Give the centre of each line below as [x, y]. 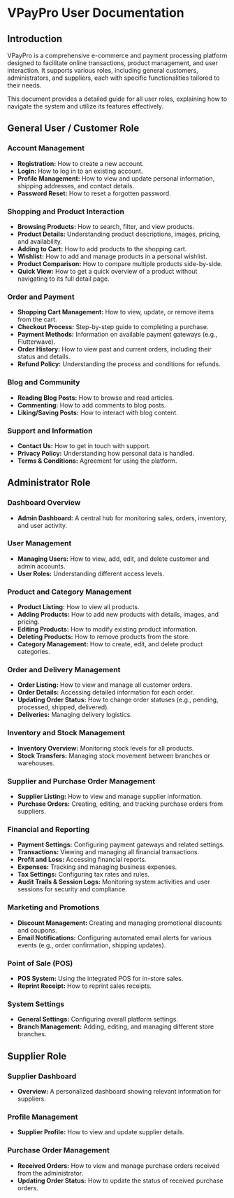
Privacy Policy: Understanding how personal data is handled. [106, 453]
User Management [39, 543]
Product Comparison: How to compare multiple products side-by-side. [120, 263]
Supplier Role [37, 1056]
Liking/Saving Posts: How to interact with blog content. [97, 412]
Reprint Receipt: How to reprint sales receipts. [85, 986]
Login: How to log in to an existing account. [80, 171]
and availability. [40, 241]
